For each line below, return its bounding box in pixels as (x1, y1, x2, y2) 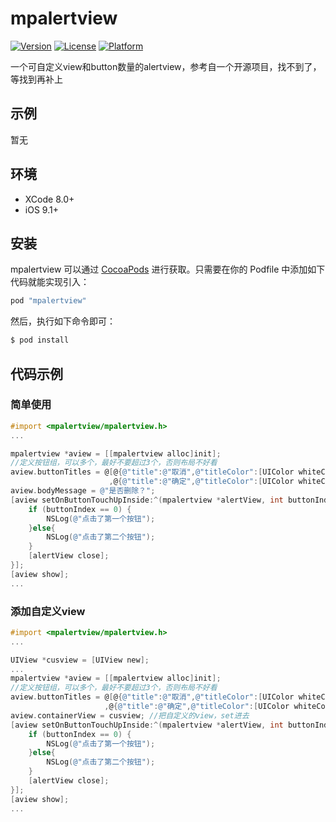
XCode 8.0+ (24, 193, 75, 205)
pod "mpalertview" (10, 296, 87, 306)
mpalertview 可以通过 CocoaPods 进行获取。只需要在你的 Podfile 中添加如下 (10, 263, 326, 276)
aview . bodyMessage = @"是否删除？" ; (10, 486, 156, 496)
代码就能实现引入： (10, 276, 90, 288)
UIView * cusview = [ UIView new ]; (10, 655, 150, 665)
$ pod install (10, 335, 70, 346)
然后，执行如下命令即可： (10, 315, 116, 327)
